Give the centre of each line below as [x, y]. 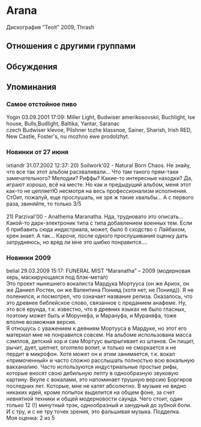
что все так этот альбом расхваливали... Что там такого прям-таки [92, 172]
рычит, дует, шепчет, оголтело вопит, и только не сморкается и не [91, 348]
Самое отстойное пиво [41, 104]
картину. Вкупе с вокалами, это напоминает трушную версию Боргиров [99, 379]
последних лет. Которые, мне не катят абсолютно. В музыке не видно [96, 386]
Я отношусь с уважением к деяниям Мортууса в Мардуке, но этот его [97, 328]
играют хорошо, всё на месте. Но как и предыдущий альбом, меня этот [99, 184]
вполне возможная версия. [41, 322]
